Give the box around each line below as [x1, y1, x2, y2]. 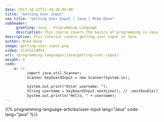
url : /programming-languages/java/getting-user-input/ [5, 52, 119, 58]
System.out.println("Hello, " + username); [26, 93, 117, 98]
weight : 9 [5, 57, 25, 62]
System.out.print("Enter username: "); [26, 84, 108, 89]
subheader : [5, 20, 27, 26]
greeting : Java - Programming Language [16, 25, 97, 30]
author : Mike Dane [5, 39, 42, 44]
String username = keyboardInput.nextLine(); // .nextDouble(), [26, 88, 161, 93]
